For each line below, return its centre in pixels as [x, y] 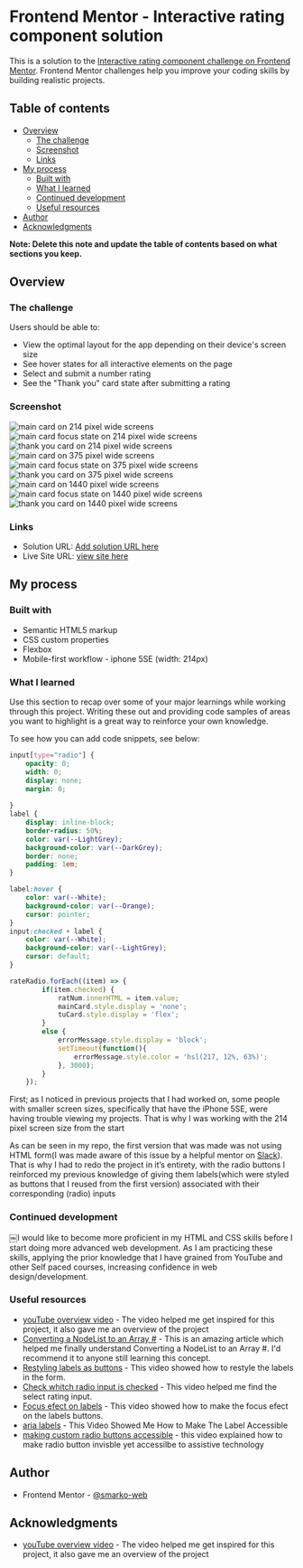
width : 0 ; [44, 772]
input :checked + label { [56, 931]
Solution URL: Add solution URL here [91, 547]
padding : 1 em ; [52, 864]
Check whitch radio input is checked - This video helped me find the [150, 1386]
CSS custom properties [66, 639]
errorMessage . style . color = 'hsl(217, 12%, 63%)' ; [171, 1057]
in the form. [44, 1377]
